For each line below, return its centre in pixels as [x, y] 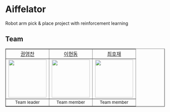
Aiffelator [26, 9]
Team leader [27, 102]
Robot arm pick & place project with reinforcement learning [67, 23]
